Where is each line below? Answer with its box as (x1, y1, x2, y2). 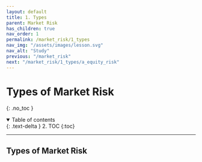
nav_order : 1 (6, 31, 39, 37)
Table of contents (11, 116, 55, 124)
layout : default (6, 8, 47, 15)
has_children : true (6, 25, 55, 32)
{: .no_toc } (6, 104, 34, 112)
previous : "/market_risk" (6, 53, 71, 59)
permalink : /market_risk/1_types (6, 37, 90, 43)
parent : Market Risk (6, 20, 58, 26)
